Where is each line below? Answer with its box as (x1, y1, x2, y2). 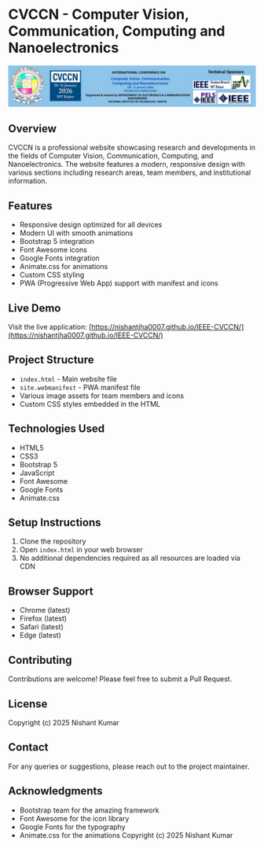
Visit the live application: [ (8, 323, 92, 332)
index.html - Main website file (19, 374, 118, 383)
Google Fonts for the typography (19, 822, 126, 831)
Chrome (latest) (19, 606, 71, 615)
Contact (8, 741, 49, 754)
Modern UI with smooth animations (19, 228, 134, 238)
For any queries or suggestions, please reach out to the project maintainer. (8, 761, 250, 771)
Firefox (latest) (19, 614, 68, 623)
